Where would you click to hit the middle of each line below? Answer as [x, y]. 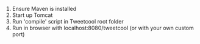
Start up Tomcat [32, 15]
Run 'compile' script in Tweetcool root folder [68, 21]
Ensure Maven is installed [44, 9]
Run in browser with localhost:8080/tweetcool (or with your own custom [103, 28]
